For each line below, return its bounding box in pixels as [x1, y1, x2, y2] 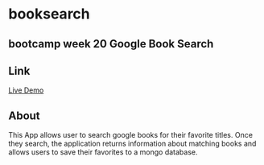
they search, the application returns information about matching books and [8, 138, 257, 149]
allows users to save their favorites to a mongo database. [8, 147, 198, 157]
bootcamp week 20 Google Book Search [8, 37, 214, 51]
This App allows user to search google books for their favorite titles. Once [8, 130, 254, 140]
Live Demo [8, 85, 44, 95]
